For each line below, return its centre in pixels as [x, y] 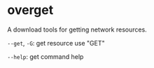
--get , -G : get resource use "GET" [56, 43]
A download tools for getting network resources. [77, 29]
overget [30, 10]
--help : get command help [45, 56]
